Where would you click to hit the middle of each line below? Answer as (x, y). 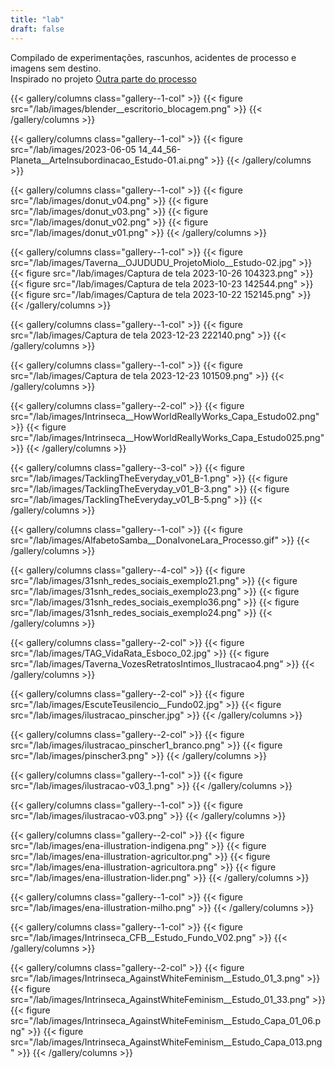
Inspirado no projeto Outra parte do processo (103, 78)
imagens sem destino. (56, 68)
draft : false (37, 29)
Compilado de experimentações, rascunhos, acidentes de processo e (153, 57)
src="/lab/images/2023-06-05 (73, 149)
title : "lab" (37, 19)
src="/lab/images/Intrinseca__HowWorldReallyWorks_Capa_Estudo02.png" (165, 416)
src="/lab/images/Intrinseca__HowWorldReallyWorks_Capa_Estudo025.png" (167, 437)
